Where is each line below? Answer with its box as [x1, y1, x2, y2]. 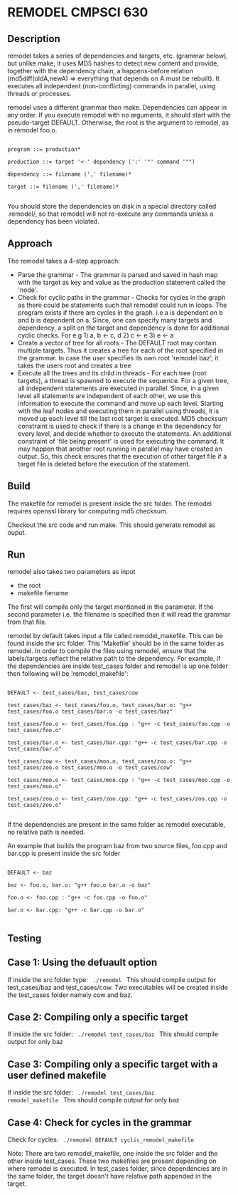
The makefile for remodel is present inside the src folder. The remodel [7, 499, 212, 508]
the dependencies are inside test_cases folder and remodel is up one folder [7, 662, 229, 670]
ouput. [7, 528, 27, 536]
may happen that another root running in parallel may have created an [17, 444, 222, 453]
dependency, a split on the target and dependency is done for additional [17, 323, 229, 332]
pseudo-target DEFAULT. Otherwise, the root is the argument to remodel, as [7, 118, 229, 127]
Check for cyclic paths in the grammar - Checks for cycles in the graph [17, 293, 226, 301]
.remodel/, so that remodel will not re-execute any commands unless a [7, 209, 214, 218]
